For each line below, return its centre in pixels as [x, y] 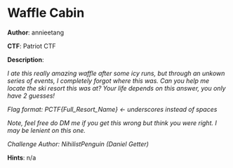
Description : [26, 59]
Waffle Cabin [46, 13]
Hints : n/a [22, 157]
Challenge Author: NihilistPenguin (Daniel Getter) [78, 144]
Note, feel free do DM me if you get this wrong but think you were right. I [112, 123]
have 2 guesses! [31, 96]
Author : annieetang [36, 32]
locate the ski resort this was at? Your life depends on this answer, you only [116, 88]
